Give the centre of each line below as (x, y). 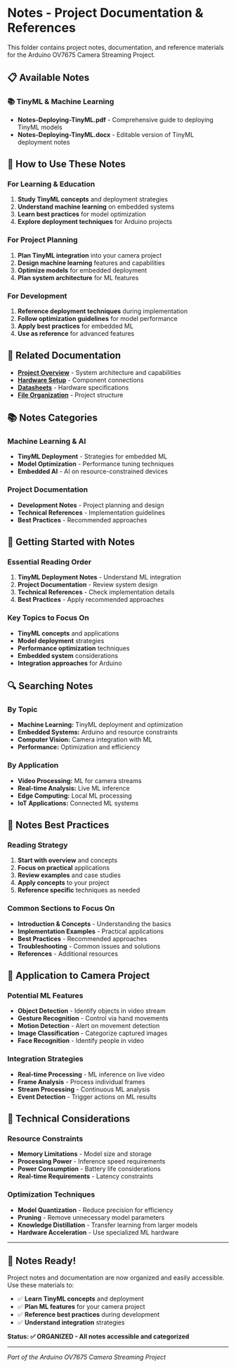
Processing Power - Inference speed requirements (91, 1162)
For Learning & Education (51, 184)
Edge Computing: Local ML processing (74, 796)
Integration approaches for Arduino (70, 663)
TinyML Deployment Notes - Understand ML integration (99, 577)
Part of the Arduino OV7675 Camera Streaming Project (87, 1357)
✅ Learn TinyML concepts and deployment (80, 1299)
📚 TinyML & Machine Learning (61, 102)
